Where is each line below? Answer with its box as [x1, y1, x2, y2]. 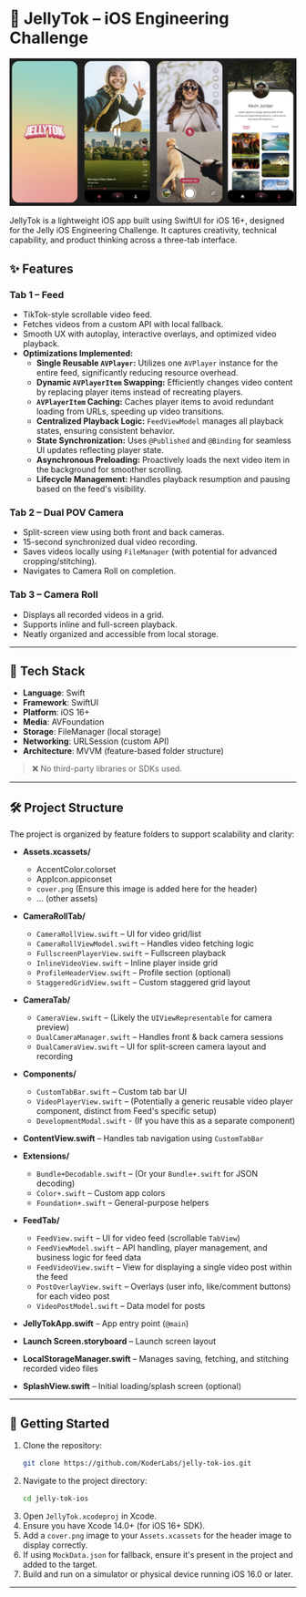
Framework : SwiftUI [22, 697, 98, 708]
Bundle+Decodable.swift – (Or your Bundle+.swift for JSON [36, 1169, 259, 1180]
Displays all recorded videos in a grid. [22, 609, 165, 620]
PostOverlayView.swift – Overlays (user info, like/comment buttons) [36, 1281, 291, 1293]
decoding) [36, 1178, 76, 1189]
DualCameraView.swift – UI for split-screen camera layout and [36, 1041, 267, 1052]
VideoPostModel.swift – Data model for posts [36, 1301, 206, 1312]
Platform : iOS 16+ [22, 706, 90, 718]
